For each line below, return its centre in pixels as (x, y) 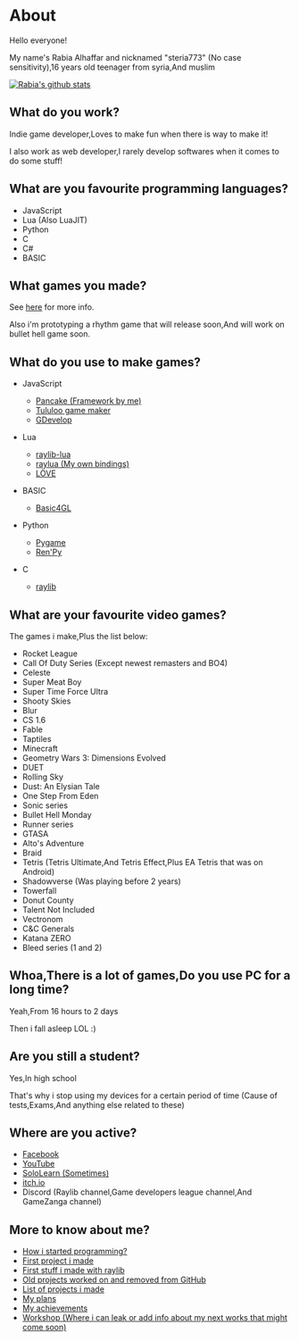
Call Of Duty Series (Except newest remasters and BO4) (125, 663)
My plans (39, 1299)
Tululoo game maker (73, 411)
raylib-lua (53, 454)
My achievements (55, 1308)
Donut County (48, 900)
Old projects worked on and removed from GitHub (114, 1280)
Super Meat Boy (52, 682)
